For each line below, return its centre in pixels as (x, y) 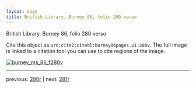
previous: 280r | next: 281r (38, 79)
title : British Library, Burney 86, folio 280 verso (71, 17)
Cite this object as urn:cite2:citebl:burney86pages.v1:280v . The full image (97, 45)
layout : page (22, 11)
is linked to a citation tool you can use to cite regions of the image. (86, 51)
